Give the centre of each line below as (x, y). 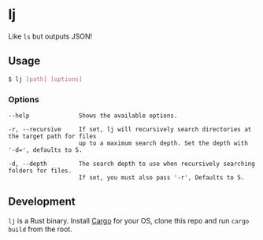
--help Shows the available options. (93, 116)
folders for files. (40, 171)
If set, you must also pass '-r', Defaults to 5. (161, 177)
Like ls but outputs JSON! (50, 36)
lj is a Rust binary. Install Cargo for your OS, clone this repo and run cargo (129, 220)
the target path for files (52, 136)
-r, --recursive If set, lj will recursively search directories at (130, 129)
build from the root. (40, 229)
